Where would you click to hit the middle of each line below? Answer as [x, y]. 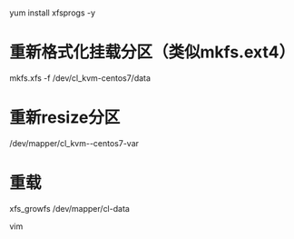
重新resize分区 [65, 118]
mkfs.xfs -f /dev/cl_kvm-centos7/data [80, 78]
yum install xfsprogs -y [53, 13]
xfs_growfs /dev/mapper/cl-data [69, 209]
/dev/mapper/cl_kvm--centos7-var [74, 144]
